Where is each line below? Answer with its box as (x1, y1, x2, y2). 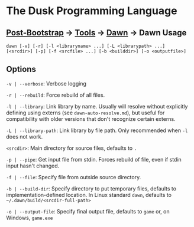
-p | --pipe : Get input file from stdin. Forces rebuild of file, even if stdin (6, 156, 182, 163)
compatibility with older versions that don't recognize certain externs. (6, 115, 176, 122)
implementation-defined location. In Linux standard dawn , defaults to (6, 191, 172, 198)
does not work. (6, 133, 43, 140)
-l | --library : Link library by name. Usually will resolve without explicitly (6, 103, 188, 110)
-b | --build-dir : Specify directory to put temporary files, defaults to (6, 185, 176, 192)
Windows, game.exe (6, 214, 53, 221)
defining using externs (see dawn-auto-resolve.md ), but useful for (6, 109, 165, 116)
